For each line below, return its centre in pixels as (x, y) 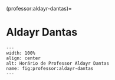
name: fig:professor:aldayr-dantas (50, 68)
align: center (24, 58)
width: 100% (21, 53)
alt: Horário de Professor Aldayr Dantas (58, 63)
